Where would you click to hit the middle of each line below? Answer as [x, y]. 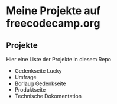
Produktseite [30, 90]
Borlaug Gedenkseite [40, 83]
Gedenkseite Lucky [38, 71]
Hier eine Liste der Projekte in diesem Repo [58, 59]
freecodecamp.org [53, 23]
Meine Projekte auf [53, 11]
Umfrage [25, 77]
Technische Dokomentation [48, 96]
